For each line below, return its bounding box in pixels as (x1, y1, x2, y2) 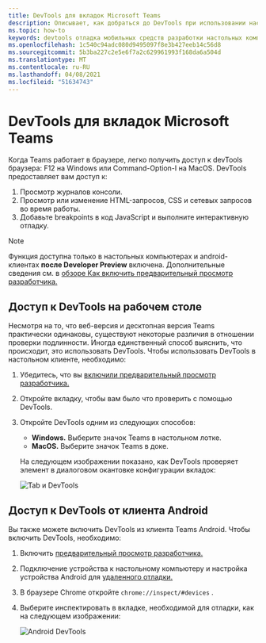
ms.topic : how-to (8, 26, 66, 34)
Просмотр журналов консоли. (19, 187, 123, 197)
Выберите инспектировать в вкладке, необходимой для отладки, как (19, 603, 255, 613)
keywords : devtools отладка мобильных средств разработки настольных (8, 33, 243, 42)
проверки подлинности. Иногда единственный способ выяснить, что (8, 338, 243, 347)
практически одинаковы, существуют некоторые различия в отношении (8, 330, 255, 339)
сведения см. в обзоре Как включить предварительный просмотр (8, 269, 234, 278)
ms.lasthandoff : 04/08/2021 (8, 71, 101, 78)
